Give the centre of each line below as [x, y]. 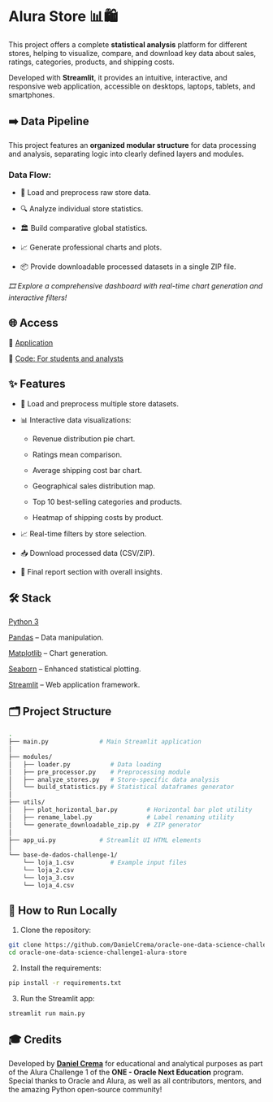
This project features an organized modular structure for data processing [132, 145]
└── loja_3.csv [49, 878]
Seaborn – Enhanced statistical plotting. [75, 669]
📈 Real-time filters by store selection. [83, 533]
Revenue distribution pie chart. [84, 438]
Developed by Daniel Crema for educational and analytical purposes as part [136, 1063]
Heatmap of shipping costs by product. [98, 517]
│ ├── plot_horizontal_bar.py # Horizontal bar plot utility [130, 810]
